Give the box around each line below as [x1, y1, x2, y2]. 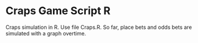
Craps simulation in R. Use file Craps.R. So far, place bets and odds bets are [5, 24, 192, 31]
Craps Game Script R [5, 4, 111, 18]
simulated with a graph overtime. [5, 29, 86, 37]
